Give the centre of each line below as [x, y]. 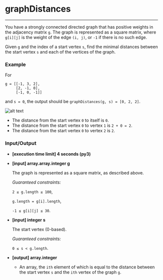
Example [16, 64]
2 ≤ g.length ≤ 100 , [32, 192]
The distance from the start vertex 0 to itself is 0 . [60, 121]
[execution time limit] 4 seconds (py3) [51, 154]
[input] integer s [29, 220]
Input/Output [21, 143]
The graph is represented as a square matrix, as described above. [78, 173]
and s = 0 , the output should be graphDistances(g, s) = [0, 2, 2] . [73, 102]
